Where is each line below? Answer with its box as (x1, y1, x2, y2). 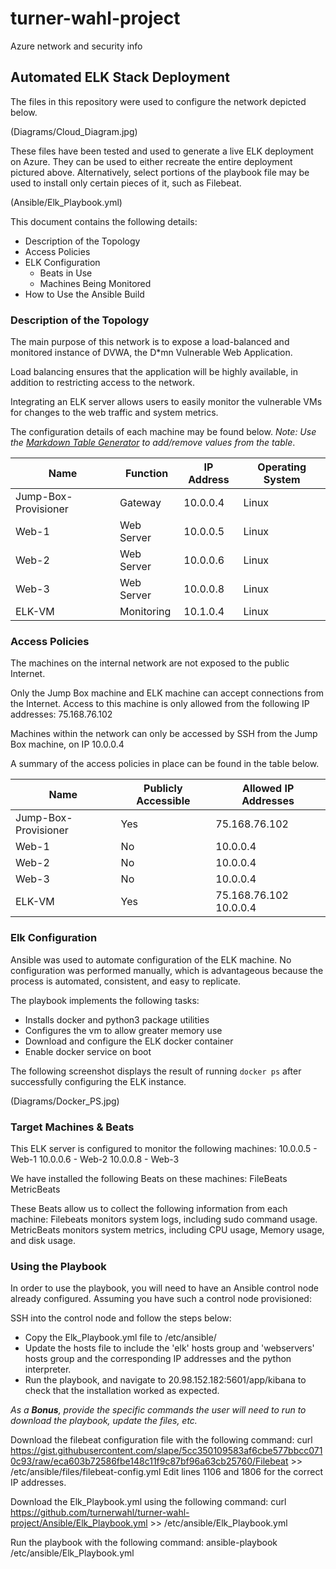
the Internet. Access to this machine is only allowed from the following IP (10, 698, 310, 710)
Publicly (143, 782, 183, 796)
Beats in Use (39, 267, 93, 279)
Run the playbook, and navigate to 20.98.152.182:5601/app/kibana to (24, 1374, 307, 1386)
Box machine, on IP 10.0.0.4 (10, 738, 125, 751)
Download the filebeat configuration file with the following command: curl (10, 1434, 313, 1446)
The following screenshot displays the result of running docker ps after (10, 1065, 302, 1077)
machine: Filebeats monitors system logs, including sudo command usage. (10, 1213, 318, 1225)
